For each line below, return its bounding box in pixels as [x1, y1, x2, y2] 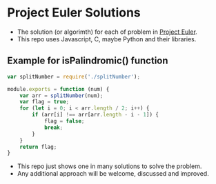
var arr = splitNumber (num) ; [19, 92, 104, 99]
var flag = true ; [19, 99, 70, 105]
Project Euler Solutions [7, 5, 141, 21]
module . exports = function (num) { [7, 85, 110, 92]
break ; [43, 124, 63, 131]
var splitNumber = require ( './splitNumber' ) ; [7, 73, 140, 80]
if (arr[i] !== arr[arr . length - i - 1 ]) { [32, 112, 159, 119]
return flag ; [19, 143, 57, 150]
